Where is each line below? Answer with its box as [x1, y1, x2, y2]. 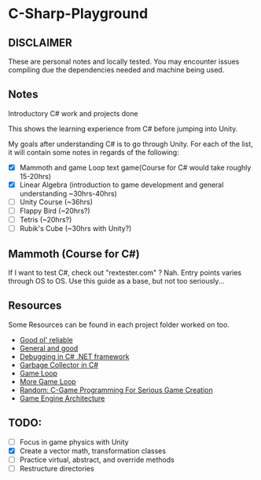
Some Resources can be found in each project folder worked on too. [8, 320, 230, 329]
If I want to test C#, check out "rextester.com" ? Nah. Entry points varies [8, 268, 242, 277]
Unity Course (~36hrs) [19, 197, 93, 207]
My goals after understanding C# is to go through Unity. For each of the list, [8, 139, 253, 148]
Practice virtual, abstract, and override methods [19, 455, 175, 464]
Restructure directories [19, 464, 94, 473]
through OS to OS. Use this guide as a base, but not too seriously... [8, 277, 225, 285]
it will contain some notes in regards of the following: [8, 147, 179, 157]
